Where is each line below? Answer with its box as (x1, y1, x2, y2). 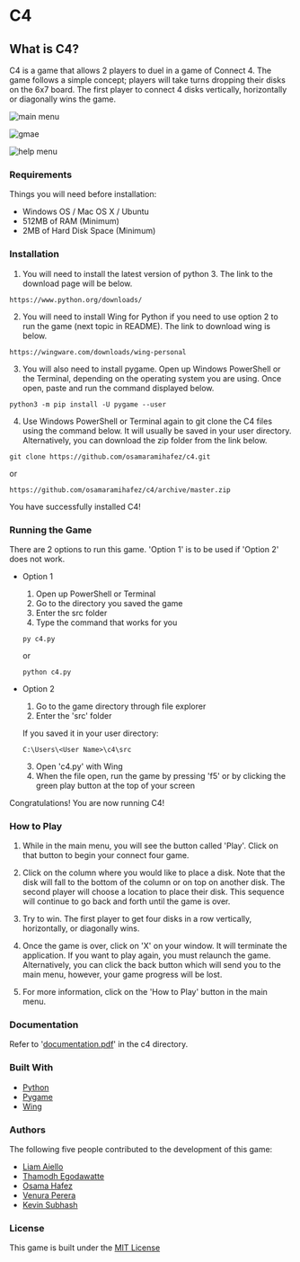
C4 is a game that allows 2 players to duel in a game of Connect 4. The (9, 65, 272, 76)
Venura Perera (22, 1190, 76, 1201)
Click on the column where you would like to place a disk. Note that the (22, 867, 286, 878)
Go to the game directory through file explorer (35, 701, 207, 712)
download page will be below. (22, 278, 133, 289)
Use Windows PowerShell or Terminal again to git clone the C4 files (22, 416, 272, 426)
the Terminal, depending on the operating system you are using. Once (22, 372, 282, 383)
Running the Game (9, 524, 93, 536)
